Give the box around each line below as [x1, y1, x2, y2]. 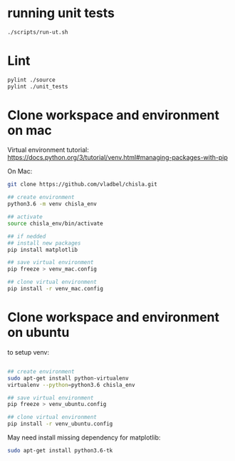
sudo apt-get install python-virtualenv [7, 375, 130, 382]
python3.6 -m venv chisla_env [7, 201, 98, 208]
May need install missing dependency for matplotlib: [7, 433, 161, 442]
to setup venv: [7, 348, 50, 356]
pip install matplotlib [7, 246, 78, 253]
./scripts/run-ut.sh [7, 29, 69, 36]
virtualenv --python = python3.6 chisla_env [7, 381, 135, 388]
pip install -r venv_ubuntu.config [7, 420, 113, 427]
